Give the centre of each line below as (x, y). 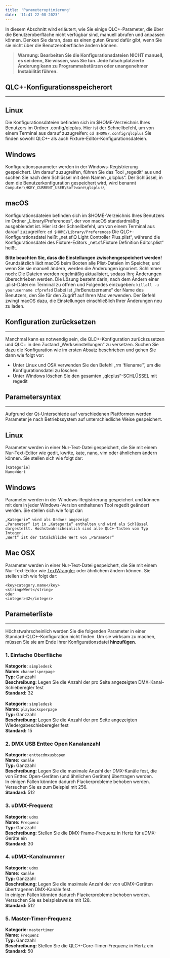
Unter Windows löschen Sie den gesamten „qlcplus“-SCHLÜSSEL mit (85, 376)
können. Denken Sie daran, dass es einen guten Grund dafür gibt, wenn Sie (84, 40)
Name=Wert (16, 472)
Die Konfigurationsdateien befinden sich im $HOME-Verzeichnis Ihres (78, 123)
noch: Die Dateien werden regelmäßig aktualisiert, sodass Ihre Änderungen (83, 274)
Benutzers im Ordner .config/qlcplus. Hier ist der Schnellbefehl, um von (80, 128)
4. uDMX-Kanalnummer (35, 857)
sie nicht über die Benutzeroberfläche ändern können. (61, 45)
